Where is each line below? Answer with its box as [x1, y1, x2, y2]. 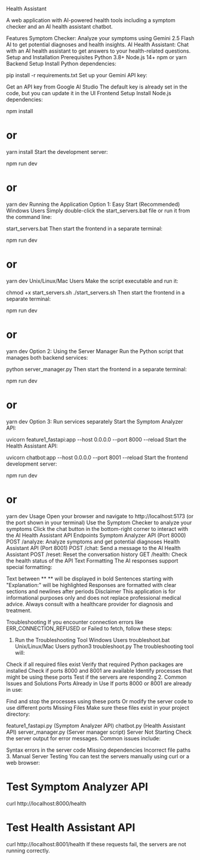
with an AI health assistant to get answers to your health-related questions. [6, 47, 191, 54]
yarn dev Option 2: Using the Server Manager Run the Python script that [6, 347, 184, 355]
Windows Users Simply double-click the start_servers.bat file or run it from [6, 206, 190, 214]
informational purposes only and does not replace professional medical [6, 594, 181, 601]
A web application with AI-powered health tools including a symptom [6, 17, 176, 23]
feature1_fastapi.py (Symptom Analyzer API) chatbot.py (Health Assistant [6, 722, 186, 729]
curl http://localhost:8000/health [6, 800, 87, 807]
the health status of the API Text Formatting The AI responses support [6, 557, 179, 564]
